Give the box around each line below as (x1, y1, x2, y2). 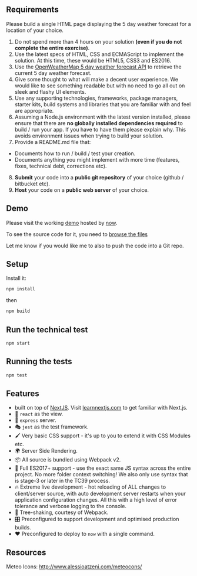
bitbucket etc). (14, 180, 50, 187)
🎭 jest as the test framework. (14, 423, 89, 430)
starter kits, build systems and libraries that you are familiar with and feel (14, 100, 191, 108)
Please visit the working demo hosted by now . (6, 219, 118, 226)
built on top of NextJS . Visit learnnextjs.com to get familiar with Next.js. (14, 404, 188, 411)
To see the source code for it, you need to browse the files (6, 230, 148, 238)
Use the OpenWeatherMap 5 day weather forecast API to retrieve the (14, 63, 182, 70)
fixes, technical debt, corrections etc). (14, 162, 107, 169)
